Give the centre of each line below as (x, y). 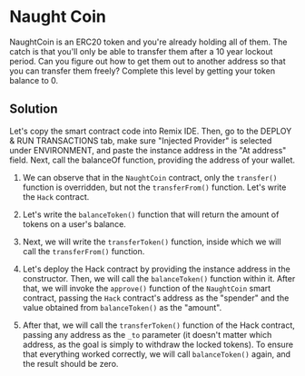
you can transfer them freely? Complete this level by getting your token (142, 71)
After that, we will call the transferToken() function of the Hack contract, (158, 325)
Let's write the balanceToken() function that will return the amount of (151, 214)
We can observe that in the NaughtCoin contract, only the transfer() (150, 177)
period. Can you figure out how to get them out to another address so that (148, 61)
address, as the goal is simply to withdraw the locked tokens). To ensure (157, 344)
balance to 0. (34, 80)
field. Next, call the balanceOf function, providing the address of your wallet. (152, 160)
